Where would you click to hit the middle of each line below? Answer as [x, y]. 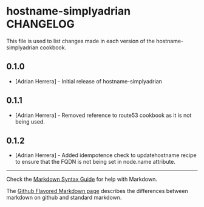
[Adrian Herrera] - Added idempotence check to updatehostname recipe [106, 155]
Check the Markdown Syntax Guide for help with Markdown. [82, 179]
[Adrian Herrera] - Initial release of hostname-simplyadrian [89, 81]
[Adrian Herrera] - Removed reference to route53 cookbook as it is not [103, 115]
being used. [30, 121]
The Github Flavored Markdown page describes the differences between [97, 191]
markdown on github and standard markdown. [64, 198]
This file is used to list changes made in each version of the [80, 41]
